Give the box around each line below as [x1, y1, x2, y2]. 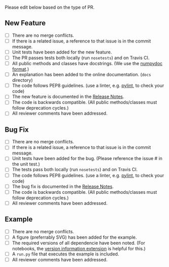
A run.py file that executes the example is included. [12, 251, 119, 257]
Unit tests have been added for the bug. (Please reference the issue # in [12, 155, 163, 162]
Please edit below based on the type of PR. [5, 5, 95, 10]
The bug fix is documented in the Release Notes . [12, 183, 114, 189]
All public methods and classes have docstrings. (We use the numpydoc [12, 61, 163, 67]
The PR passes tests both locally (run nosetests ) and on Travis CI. [12, 55, 150, 61]
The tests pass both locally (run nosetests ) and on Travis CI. [12, 167, 138, 173]
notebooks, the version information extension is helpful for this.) [12, 245, 146, 251]
